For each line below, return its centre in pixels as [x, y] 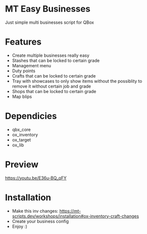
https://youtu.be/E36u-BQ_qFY [36, 178]
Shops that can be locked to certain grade [54, 91]
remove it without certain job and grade [51, 86]
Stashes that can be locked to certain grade [56, 60]
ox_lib [18, 145]
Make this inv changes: [35, 211]
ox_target [21, 140]
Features [23, 42]
